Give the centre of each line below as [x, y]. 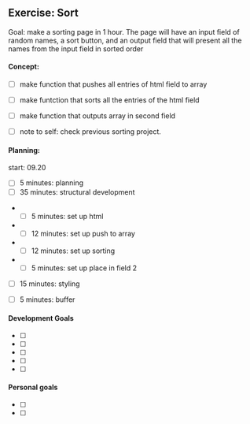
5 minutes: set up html [67, 216]
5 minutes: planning [51, 183]
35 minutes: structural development [77, 192]
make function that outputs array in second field [97, 116]
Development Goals [41, 318]
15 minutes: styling [50, 284]
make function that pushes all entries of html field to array [113, 84]
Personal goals [33, 387]
